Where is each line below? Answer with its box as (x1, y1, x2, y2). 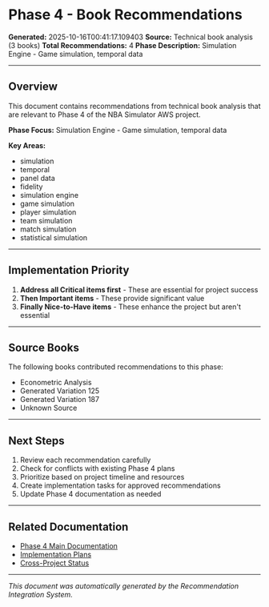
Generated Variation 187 (19, 395, 100, 404)
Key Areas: (8, 140, 46, 150)
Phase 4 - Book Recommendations (8, 6, 243, 24)
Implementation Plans (19, 550, 92, 559)
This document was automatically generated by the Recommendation (8, 581, 239, 590)
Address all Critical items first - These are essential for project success (19, 284, 259, 294)
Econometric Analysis (19, 378, 92, 388)
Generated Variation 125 (19, 386, 100, 396)
